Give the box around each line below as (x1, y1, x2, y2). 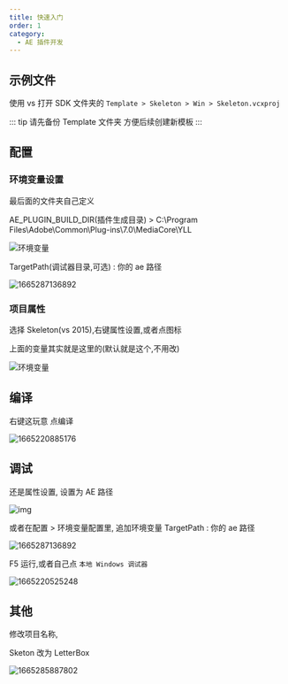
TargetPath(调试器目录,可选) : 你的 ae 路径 (9, 261, 162, 272)
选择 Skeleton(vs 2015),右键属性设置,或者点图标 (9, 325, 182, 335)
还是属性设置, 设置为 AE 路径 (9, 486, 113, 496)
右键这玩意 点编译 (9, 415, 73, 426)
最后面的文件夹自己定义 (9, 196, 95, 206)
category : (9, 29, 46, 38)
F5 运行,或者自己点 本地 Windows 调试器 (9, 558, 148, 569)
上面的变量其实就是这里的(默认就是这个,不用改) (9, 343, 180, 354)
